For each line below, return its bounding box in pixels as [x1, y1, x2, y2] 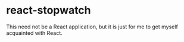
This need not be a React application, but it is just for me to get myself [6, 23, 179, 30]
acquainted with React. [6, 29, 63, 36]
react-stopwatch [6, 4, 91, 17]
